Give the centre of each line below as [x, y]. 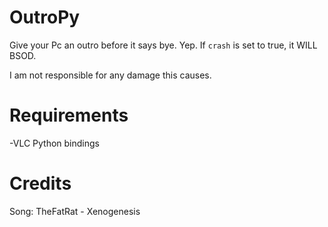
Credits [40, 183]
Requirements [69, 115]
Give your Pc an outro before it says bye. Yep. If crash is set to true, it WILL [163, 45]
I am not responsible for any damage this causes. [110, 75]
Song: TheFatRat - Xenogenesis [75, 211]
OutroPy [45, 17]
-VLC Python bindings [54, 143]
